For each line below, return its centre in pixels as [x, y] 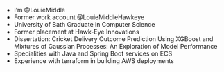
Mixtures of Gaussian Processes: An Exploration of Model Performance [115, 46]
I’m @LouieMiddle [40, 10]
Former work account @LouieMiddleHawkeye [79, 17]
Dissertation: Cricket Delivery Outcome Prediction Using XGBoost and [113, 39]
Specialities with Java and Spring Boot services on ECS [93, 53]
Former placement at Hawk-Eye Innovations [77, 32]
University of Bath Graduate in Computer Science [84, 24]
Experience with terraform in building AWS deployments [94, 61]
